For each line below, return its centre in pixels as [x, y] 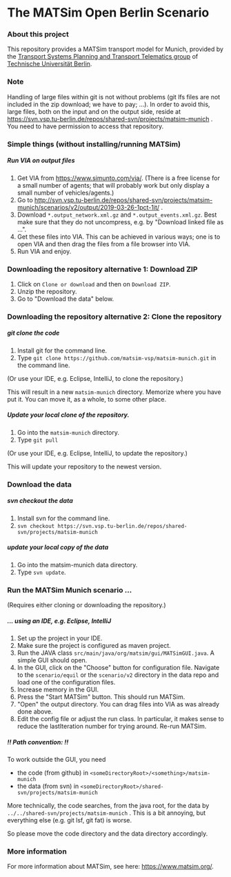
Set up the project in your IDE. [60, 638]
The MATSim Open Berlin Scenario [108, 13]
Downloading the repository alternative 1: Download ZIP [102, 269]
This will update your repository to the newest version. [84, 466]
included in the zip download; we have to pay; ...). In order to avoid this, [109, 104]
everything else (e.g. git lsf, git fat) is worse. [70, 820]
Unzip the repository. [47, 291]
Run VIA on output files [41, 161]
